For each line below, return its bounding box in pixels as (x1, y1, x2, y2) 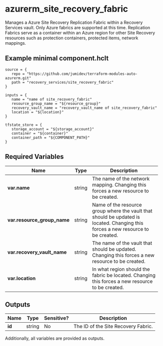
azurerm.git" (5, 75, 32, 81)
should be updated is (92, 213, 140, 220)
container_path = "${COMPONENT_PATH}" (11, 135, 90, 140)
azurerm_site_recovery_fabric (5, 3, 129, 15)
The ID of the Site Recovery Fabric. (73, 323, 153, 330)
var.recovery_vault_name (7, 249, 67, 256)
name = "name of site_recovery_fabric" (11, 97, 92, 102)
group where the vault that (92, 208, 153, 214)
